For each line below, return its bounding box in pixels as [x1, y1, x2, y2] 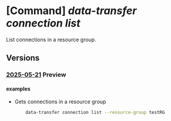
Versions [6, 53, 40, 63]
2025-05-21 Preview [6, 70, 66, 79]
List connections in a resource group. [6, 36, 96, 43]
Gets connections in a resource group [14, 98, 106, 105]
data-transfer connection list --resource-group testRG [25, 110, 165, 116]
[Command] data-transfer [6, 4, 137, 18]
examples [6, 85, 31, 92]
